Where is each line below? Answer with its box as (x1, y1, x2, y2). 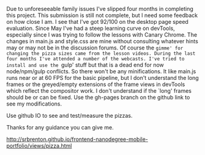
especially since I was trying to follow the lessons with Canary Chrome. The (6, 31, 198, 38)
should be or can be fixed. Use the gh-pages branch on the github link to (6, 94, 190, 101)
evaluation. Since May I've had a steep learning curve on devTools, (6, 24, 176, 32)
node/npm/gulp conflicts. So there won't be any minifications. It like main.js (6, 68, 196, 75)
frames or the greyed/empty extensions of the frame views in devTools (6, 81, 185, 88)
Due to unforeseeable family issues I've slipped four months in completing (6, 5, 194, 12)
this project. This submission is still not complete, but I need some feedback (6, 12, 198, 19)
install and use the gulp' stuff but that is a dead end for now (6, 61, 164, 68)
